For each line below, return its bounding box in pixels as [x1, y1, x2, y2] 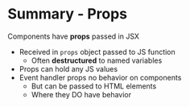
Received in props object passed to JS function [19, 47, 176, 56]
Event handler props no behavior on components [19, 72, 182, 82]
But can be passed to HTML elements [31, 81, 157, 91]
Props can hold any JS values [19, 64, 118, 73]
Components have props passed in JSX [7, 31, 140, 41]
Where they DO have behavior [31, 89, 132, 99]
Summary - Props [7, 5, 128, 23]
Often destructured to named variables [31, 56, 163, 65]
